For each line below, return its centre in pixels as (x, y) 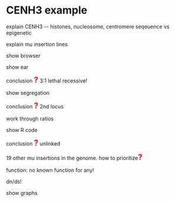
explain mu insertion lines (37, 44)
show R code (22, 130)
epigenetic (19, 32)
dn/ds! (14, 181)
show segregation (28, 92)
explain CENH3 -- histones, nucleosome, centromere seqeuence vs (88, 27)
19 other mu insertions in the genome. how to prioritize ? (74, 157)
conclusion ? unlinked (33, 143)
